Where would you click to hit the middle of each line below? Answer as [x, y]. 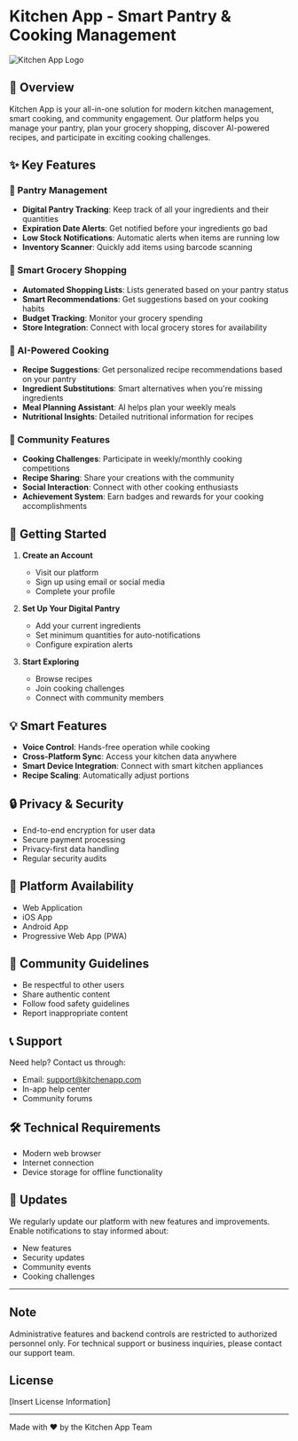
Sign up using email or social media [100, 582]
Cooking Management [93, 35]
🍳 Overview [42, 87]
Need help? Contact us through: [67, 1062]
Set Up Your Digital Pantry [71, 608]
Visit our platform [67, 573]
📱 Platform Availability [72, 886]
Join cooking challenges [80, 688]
